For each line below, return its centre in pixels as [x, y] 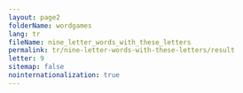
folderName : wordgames [50, 26]
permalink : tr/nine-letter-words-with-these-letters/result [122, 50]
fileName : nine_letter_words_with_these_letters [100, 42]
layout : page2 [35, 17]
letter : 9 [27, 58]
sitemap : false [36, 67]
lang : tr [24, 34]
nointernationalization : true [64, 75]
